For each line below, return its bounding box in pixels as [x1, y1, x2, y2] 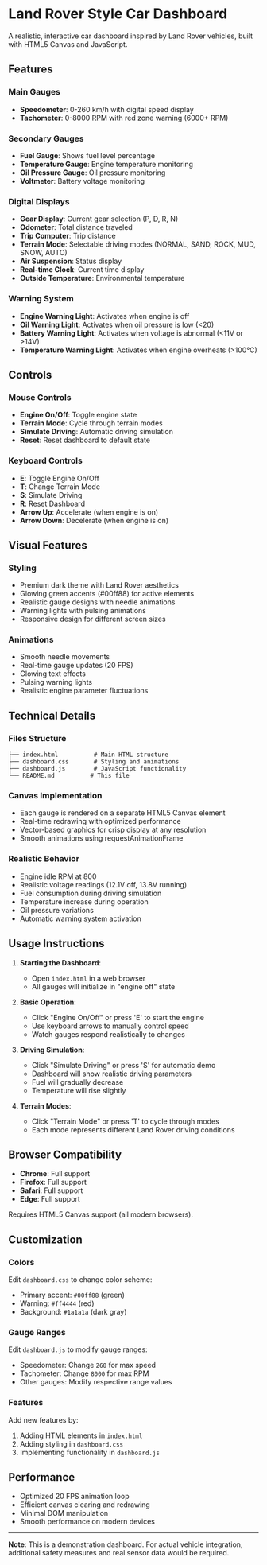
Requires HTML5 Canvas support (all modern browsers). [8, 1210, 193, 1219]
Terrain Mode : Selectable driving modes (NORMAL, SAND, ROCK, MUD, [19, 239, 256, 249]
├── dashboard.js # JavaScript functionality [8, 765, 187, 773]
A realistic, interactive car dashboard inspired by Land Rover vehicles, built [8, 31, 253, 41]
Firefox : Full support [19, 1178, 87, 1187]
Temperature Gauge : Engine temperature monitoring [19, 159, 193, 169]
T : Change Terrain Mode [19, 482, 101, 491]
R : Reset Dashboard [19, 499, 86, 508]
